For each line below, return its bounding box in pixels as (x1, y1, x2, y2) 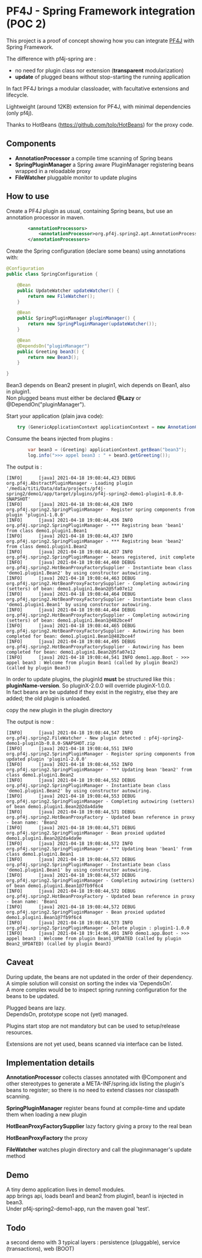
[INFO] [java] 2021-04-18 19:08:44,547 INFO (6, 730, 133, 736)
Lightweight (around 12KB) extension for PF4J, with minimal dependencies (6, 103, 191, 110)
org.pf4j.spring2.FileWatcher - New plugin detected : (6, 735, 147, 741)
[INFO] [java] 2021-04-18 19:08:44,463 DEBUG (6, 575, 136, 581)
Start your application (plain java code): (6, 412, 104, 420)
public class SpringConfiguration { (6, 271, 98, 277)
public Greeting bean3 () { (17, 349, 85, 355)
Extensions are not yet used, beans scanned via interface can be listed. (6, 1040, 183, 1048)
